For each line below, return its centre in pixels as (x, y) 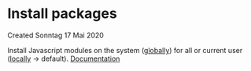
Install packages (62, 14)
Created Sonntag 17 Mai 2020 (55, 35)
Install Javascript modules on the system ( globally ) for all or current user (125, 50)
